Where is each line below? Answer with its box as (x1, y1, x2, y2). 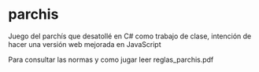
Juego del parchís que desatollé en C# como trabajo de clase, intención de (8, 31, 252, 41)
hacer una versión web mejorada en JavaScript (8, 39, 161, 49)
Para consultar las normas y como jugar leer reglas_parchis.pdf (8, 55, 214, 64)
